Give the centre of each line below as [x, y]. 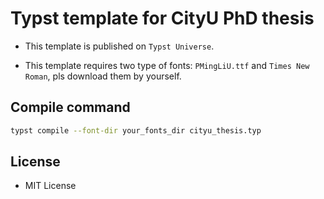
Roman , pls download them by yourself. [103, 76]
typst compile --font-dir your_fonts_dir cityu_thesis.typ [136, 130]
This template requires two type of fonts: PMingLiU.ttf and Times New [167, 65]
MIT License [50, 186]
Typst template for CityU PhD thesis [162, 18]
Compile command [70, 107]
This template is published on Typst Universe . [119, 46]
